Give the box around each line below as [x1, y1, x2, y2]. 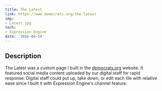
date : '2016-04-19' [5, 34, 45, 39]
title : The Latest [5, 7, 42, 12]
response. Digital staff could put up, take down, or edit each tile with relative [5, 75, 158, 81]
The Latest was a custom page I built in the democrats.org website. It [5, 65, 143, 71]
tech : [5, 25, 16, 30]
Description [5, 52, 41, 61]
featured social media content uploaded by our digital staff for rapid [5, 70, 141, 76]
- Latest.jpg [5, 20, 32, 26]
